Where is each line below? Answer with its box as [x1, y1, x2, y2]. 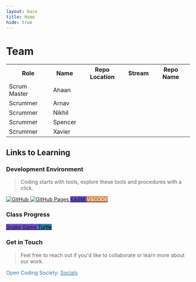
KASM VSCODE [70, 196, 108, 203]
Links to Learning [6, 147, 71, 158]
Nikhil [52, 109, 69, 117]
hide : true [6, 19, 33, 25]
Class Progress [6, 210, 50, 218]
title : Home [6, 14, 35, 20]
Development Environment [6, 165, 83, 173]
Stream [128, 69, 149, 78]
